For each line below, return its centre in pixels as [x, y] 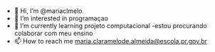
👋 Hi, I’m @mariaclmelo [48, 11]
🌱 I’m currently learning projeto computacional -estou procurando [111, 26]
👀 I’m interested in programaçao [61, 18]
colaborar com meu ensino [53, 33]
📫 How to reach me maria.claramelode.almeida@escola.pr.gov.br [111, 41]
